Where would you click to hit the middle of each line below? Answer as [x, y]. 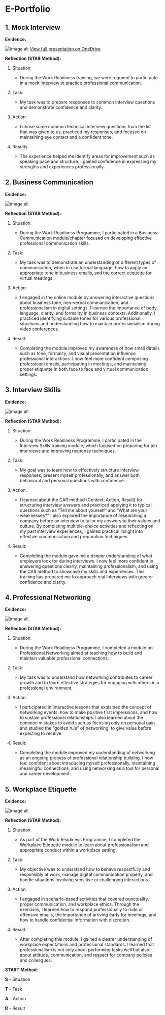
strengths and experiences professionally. [62, 167]
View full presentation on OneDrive [65, 49]
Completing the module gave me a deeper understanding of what [86, 556]
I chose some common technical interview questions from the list [86, 127]
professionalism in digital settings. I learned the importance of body [88, 307]
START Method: [22, 970]
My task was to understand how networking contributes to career [86, 677]
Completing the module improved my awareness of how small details [90, 348]
